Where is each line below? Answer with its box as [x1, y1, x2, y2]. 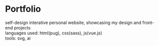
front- [142, 20, 155, 25]
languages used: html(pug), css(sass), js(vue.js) [5, 30, 102, 36]
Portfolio [5, 3, 41, 15]
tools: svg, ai [5, 35, 31, 41]
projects [14, 24, 31, 30]
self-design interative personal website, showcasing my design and [5, 20, 141, 25]
